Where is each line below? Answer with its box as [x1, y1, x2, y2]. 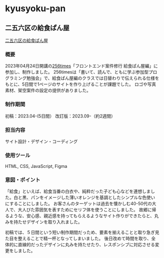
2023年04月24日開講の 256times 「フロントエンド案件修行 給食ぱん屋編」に [5, 63, 158, 69]
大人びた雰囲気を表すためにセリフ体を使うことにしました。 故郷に [18, 207, 152, 213]
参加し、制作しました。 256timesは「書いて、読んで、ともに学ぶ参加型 [5, 69, 149, 75]
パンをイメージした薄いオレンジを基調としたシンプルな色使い [30, 194, 155, 201]
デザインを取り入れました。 [26, 219, 82, 225]
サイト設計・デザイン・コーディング [5, 138, 78, 144]
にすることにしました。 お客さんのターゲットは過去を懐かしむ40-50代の [5, 201, 152, 207]
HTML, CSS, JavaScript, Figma [5, 164, 68, 169]
